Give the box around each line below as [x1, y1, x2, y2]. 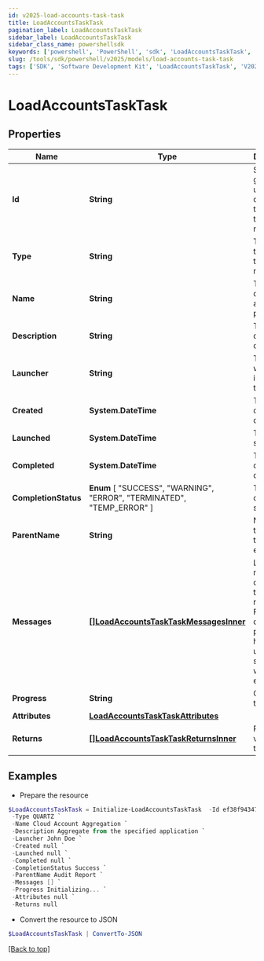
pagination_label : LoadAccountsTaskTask [8, 26, 143, 34]
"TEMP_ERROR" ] [89, 502, 154, 513]
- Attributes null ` [11, 893, 76, 901]
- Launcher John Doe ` [11, 834, 82, 843]
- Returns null [11, 900, 58, 908]
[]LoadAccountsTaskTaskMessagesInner [89, 616, 246, 627]
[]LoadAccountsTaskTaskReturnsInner [89, 732, 237, 743]
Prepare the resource [19, 790, 89, 800]
